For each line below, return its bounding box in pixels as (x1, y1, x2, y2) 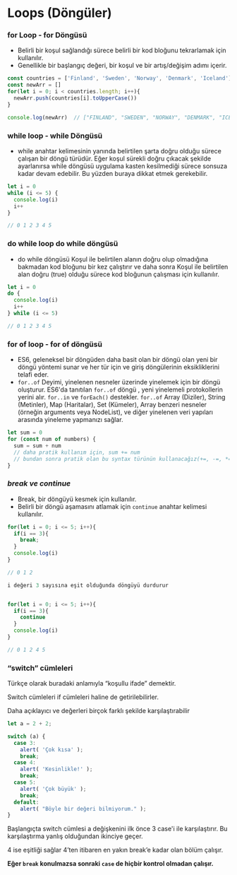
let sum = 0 (7, 429, 42, 436)
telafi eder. (17, 370, 49, 379)
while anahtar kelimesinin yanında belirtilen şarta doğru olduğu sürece (17, 147, 222, 155)
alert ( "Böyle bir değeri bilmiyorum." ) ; (20, 805, 147, 812)
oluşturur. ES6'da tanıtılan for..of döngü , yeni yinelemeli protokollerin (17, 385, 224, 394)
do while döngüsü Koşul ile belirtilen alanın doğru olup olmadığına (17, 254, 209, 263)
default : (13, 799, 39, 806)
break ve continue (7, 478, 71, 488)
